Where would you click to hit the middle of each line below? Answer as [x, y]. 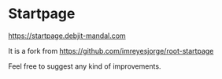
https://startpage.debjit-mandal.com [67, 36]
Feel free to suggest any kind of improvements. [85, 66]
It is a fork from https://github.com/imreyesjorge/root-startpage [111, 51]
